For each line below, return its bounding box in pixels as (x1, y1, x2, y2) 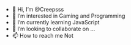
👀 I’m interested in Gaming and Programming (12, 12, 125, 19)
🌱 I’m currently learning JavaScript (12, 19, 100, 26)
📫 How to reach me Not (12, 32, 73, 39)
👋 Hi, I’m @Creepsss (12, 6, 64, 13)
